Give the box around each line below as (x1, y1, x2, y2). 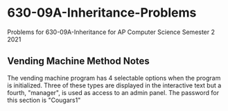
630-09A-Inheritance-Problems (7, 5, 197, 21)
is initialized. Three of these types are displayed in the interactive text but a (7, 81, 222, 89)
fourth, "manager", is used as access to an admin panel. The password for (7, 88, 220, 96)
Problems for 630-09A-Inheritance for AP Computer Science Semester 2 (7, 28, 216, 36)
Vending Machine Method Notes (7, 55, 150, 67)
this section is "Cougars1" (7, 96, 81, 104)
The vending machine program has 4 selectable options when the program (7, 74, 221, 82)
